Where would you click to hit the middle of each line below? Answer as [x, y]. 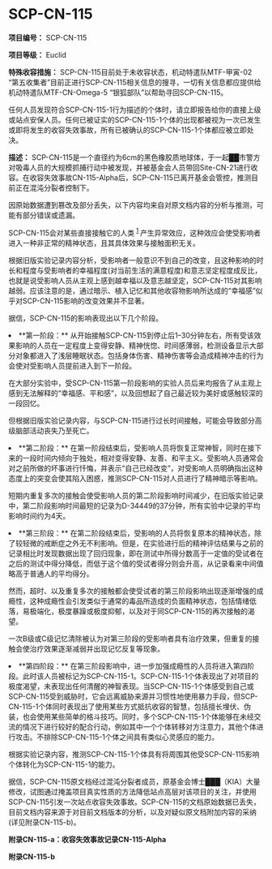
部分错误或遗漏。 [51, 215]
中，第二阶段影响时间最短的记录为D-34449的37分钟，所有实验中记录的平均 [134, 505]
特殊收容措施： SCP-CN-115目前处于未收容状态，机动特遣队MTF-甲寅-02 [130, 72]
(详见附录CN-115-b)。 [45, 822]
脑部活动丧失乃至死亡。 [54, 430]
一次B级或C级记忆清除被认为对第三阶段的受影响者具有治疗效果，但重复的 [130, 639]
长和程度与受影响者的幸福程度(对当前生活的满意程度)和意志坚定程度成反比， [135, 270]
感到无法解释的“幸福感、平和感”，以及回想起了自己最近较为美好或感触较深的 [136, 393]
